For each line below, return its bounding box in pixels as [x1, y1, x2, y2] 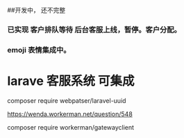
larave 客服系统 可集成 [7, 73, 135, 89]
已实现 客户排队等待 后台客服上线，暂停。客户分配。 [7, 25, 182, 34]
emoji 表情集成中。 [7, 45, 71, 55]
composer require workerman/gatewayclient [7, 123, 134, 131]
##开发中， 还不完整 [7, 6, 66, 14]
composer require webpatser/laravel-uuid [7, 96, 126, 105]
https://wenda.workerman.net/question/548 [7, 110, 133, 118]
